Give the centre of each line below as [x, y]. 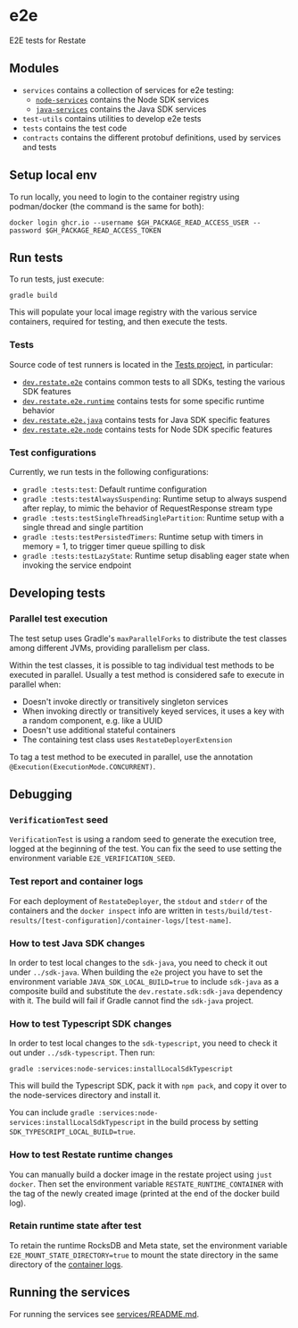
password [25, 230]
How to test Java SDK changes [77, 943]
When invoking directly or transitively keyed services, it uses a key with [153, 711]
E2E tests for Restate [48, 40]
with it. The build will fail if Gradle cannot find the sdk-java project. [132, 1000]
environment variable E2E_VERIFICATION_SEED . [92, 859]
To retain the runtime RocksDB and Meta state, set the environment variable [149, 1245]
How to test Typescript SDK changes [91, 1023]
